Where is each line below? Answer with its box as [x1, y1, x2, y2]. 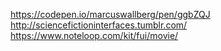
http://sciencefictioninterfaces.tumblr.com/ [10, 19, 188, 31]
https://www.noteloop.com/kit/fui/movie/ [10, 30, 179, 41]
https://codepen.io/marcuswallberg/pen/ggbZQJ [10, 9, 211, 20]
